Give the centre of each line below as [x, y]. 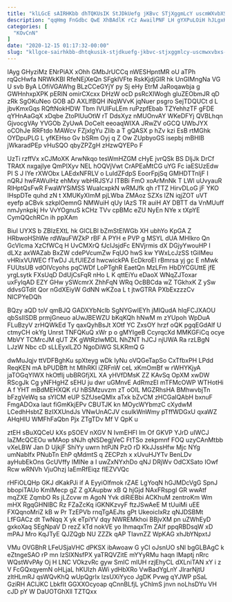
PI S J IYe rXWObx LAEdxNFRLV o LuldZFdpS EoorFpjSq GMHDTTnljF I [108, 173]
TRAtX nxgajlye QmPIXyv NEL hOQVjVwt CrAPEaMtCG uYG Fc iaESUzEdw [113, 166]
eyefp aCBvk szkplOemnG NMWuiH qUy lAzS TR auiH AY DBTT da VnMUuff [116, 203]
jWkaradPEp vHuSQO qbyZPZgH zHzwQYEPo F [75, 145]
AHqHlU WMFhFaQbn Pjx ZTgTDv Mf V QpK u [72, 419]
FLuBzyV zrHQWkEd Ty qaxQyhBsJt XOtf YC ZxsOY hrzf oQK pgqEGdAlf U [115, 325]
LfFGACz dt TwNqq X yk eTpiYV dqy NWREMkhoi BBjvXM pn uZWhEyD [109, 519]
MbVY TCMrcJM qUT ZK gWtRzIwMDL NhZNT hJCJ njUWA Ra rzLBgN [108, 339]
